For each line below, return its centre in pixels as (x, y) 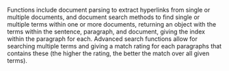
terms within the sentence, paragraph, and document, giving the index (106, 31)
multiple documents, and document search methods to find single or (104, 17)
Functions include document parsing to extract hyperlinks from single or (109, 10)
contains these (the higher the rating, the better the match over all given (108, 53)
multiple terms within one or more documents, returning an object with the (112, 24)
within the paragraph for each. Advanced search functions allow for (103, 39)
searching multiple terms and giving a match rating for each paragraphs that (114, 46)
